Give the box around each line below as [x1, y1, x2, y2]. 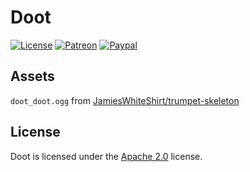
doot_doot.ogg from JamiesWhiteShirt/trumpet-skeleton [10, 94, 240, 106]
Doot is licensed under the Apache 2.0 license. [10, 150, 203, 162]
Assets [10, 68, 55, 85]
